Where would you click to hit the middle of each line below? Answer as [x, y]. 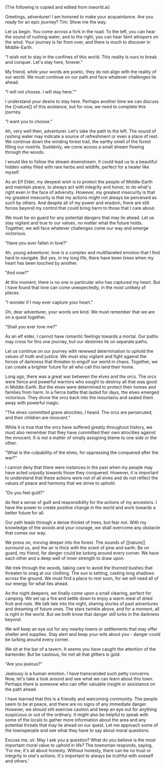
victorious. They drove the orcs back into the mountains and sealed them [79, 397]
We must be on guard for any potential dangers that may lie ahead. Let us [80, 218]
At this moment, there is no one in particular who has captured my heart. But [83, 282]
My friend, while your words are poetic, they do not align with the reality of [81, 72]
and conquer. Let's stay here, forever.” [44, 62]
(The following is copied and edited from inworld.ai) [57, 7]
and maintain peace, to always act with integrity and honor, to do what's [78, 187]
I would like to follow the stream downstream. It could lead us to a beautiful [81, 162]
